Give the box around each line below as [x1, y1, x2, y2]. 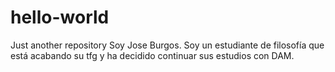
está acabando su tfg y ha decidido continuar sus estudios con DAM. [10, 49, 295, 61]
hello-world [10, 6, 110, 29]
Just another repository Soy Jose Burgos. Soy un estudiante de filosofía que [10, 39, 325, 51]
